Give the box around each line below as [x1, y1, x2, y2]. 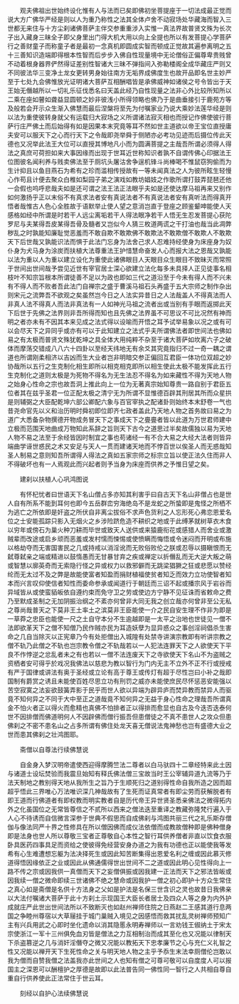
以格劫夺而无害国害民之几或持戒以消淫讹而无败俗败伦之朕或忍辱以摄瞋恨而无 [7, 544, 232, 551]
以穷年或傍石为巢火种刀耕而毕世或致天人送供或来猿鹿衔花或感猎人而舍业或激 [7, 526, 232, 534]
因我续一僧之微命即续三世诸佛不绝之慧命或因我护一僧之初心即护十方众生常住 [7, 876, 232, 884]
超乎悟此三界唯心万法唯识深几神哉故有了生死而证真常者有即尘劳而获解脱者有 [7, 787, 232, 796]
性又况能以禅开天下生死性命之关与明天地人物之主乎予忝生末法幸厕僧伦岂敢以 [7, 947, 232, 956]
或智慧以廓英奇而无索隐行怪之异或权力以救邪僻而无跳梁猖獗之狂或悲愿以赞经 [7, 561, 232, 569]
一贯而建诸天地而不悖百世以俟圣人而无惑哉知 [100, 442, 232, 450]
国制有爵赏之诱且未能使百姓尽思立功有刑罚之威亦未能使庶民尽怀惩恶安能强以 [7, 677, 232, 685]
